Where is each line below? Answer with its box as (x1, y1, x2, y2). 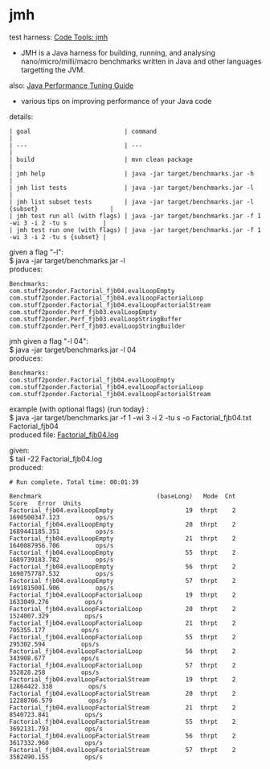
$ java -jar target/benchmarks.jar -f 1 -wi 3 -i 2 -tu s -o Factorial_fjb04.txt (9, 412, 252, 422)
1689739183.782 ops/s (9, 556, 114, 564)
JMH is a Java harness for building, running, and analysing (20, 48, 216, 57)
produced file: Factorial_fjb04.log (9, 429, 119, 440)
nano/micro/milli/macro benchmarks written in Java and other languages (20, 56, 262, 66)
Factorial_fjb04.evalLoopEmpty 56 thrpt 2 (9, 562, 236, 571)
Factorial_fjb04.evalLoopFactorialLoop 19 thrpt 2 (9, 590, 236, 599)
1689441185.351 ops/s (9, 527, 114, 535)
